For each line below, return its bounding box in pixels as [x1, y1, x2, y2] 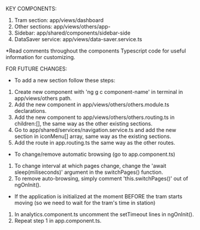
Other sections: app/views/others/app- [14, 23, 111, 30]
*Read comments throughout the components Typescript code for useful [5, 47, 186, 54]
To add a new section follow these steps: [14, 77, 116, 84]
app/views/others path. [14, 95, 72, 102]
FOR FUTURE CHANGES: [5, 65, 68, 72]
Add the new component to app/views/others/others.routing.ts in [14, 114, 175, 121]
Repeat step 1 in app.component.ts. [14, 217, 102, 224]
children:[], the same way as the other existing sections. [14, 120, 153, 127]
